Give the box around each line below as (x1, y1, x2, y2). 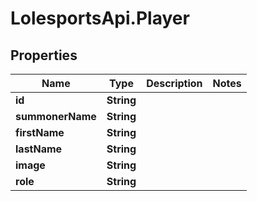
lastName (15, 142, 63, 156)
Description (146, 77, 203, 90)
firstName (15, 126, 65, 139)
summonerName (15, 110, 97, 123)
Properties (10, 47, 78, 64)
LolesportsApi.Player (10, 7, 190, 30)
